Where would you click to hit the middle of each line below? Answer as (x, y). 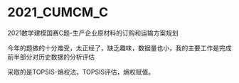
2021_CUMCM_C (58, 12)
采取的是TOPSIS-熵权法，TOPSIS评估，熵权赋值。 (81, 72)
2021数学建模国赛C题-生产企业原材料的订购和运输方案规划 (93, 33)
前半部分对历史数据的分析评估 (51, 57)
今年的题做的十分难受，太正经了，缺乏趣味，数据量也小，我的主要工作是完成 (119, 48)
